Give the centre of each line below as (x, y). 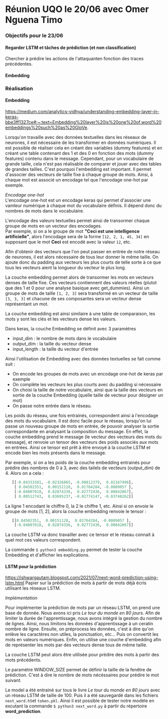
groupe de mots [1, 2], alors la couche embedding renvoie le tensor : (76, 511)
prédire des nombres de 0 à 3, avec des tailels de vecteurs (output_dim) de (83, 468)
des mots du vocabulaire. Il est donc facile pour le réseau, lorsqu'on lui (78, 421)
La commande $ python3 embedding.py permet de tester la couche (74, 550)
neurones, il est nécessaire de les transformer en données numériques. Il (81, 143)
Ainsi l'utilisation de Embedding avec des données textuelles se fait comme (83, 359)
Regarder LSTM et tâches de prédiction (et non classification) (71, 47)
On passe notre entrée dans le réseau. (52, 406)
